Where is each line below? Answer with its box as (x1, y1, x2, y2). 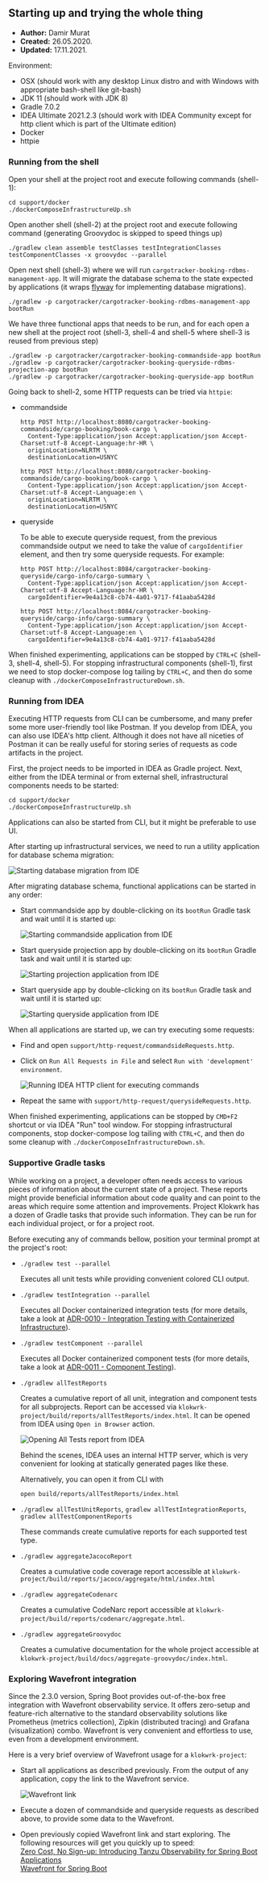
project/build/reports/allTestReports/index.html (19, 1411, 191, 1420)
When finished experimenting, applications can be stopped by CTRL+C (8, 650, 238, 660)
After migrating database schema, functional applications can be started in (8, 881, 256, 891)
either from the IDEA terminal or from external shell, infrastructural (8, 773, 228, 782)
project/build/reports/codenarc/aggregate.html (19, 1614, 183, 1622)
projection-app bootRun (8, 366, 89, 374)
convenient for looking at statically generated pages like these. (19, 1458, 229, 1469)
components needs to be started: (8, 781, 119, 790)
